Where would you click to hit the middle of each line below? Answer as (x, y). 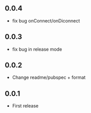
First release (25, 106)
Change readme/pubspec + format (49, 77)
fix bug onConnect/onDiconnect (46, 20)
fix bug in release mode (37, 49)
